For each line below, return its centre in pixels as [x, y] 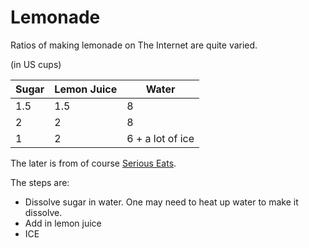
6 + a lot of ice [160, 138]
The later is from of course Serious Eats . [93, 163]
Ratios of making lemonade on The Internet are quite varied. [134, 45]
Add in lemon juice [63, 223]
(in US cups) [36, 64]
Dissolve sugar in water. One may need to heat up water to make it [161, 202]
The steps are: [40, 182]
